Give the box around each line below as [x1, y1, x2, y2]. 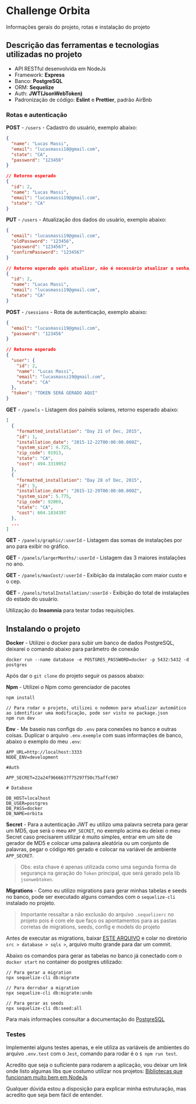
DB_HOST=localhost [6, 795, 51, 802]
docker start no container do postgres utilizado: [6, 958, 123, 965]
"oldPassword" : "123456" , [11, 239, 75, 244]
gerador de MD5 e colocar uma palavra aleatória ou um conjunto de [6, 840, 169, 847]
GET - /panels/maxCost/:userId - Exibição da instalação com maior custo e [6, 572, 187, 579]
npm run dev [6, 715, 35, 722]
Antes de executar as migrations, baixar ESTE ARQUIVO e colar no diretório [6, 934, 187, 942]
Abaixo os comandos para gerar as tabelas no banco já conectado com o [6, 952, 183, 960]
